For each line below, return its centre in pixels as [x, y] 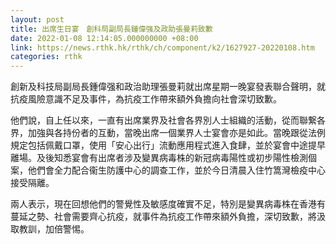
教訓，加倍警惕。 [54, 229]
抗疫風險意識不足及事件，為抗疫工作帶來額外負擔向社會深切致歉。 [146, 99]
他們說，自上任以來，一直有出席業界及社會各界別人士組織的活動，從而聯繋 [163, 120]
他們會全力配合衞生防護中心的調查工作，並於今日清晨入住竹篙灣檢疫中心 [176, 170]
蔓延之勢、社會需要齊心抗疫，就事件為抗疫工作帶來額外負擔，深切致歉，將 [163, 217]
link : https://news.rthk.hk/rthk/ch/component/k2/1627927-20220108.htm [162, 47]
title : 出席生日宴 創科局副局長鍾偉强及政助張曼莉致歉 [111, 29]
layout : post [37, 19]
